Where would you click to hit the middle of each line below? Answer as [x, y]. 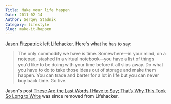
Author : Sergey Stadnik [31, 19]
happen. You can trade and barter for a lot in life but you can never [88, 75]
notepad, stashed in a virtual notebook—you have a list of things [86, 59]
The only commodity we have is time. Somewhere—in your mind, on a [92, 54]
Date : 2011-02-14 [24, 15]
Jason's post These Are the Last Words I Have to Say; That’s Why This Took [85, 91]
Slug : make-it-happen [28, 29]
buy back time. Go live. [42, 81]
